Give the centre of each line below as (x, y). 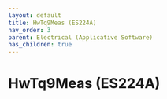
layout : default (35, 15)
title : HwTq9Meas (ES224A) (52, 23)
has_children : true (40, 45)
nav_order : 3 (30, 30)
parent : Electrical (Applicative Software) (81, 37)
